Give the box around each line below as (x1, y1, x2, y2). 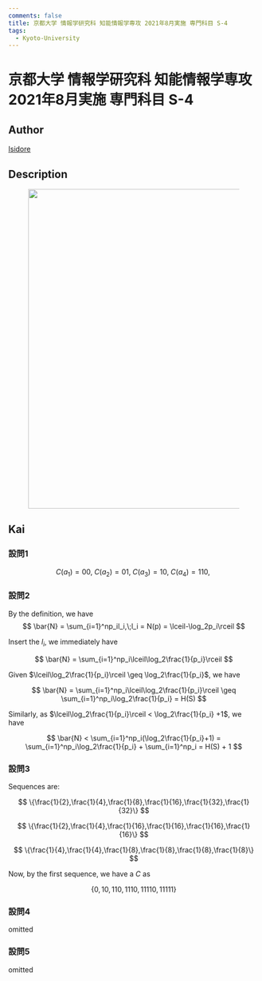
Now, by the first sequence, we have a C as (8, 868, 151, 879)
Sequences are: (8, 781, 61, 791)
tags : (8, 26, 26, 34)
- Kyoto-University (15, 34, 80, 42)
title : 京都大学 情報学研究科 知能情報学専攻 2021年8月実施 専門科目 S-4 (8, 19, 229, 27)
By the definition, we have (8, 609, 94, 618)
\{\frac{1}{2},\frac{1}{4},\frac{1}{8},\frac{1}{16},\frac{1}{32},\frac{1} (29, 796, 250, 807)
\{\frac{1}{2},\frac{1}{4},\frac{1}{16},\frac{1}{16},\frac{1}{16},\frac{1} (28, 820, 251, 831)
